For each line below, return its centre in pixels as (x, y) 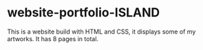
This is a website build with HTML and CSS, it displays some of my (101, 32)
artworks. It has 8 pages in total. (53, 38)
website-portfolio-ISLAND (84, 13)
